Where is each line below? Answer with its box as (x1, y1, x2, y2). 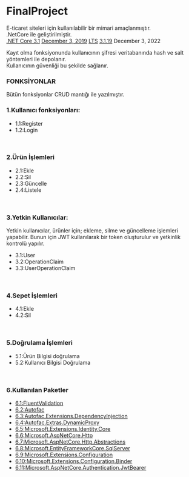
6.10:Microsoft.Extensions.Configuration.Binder (15, 458, 133, 465)
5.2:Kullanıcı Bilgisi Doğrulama (15, 359, 91, 366)
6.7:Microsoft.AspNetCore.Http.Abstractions (15, 438, 126, 445)
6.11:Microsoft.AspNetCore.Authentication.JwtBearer (15, 464, 147, 472)
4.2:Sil (15, 311, 31, 319)
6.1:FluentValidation (15, 399, 64, 407)
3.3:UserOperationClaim (15, 265, 76, 272)
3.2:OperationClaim (15, 258, 64, 265)
